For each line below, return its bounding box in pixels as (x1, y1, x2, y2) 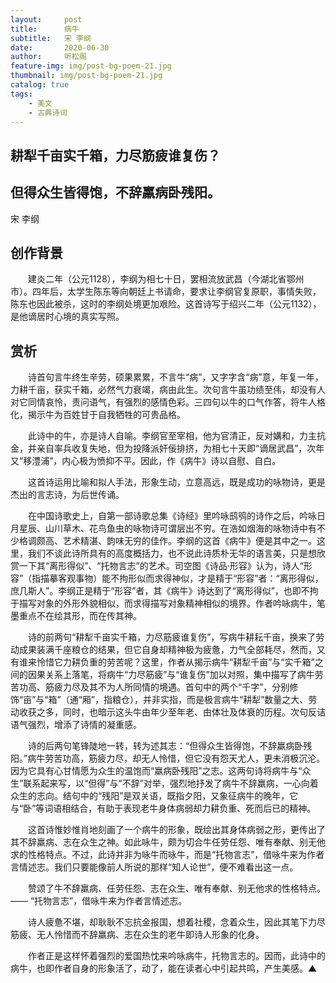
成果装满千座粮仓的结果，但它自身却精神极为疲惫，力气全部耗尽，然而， (18, 644, 317, 656)
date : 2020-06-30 (10, 42, 110, 53)
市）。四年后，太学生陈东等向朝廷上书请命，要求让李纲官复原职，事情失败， (10, 286, 322, 298)
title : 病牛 (10, 24, 80, 34)
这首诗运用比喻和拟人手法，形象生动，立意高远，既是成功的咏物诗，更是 (27, 476, 326, 488)
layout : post (10, 14, 83, 25)
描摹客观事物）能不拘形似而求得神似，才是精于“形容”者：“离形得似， (40, 572, 324, 585)
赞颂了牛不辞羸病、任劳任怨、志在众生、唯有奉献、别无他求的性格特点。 (27, 882, 326, 895)
